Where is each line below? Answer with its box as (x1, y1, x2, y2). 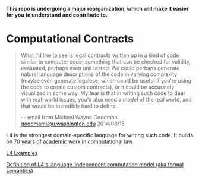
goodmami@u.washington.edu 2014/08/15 (20, 120, 125, 127)
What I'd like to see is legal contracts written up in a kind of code (20, 52, 179, 59)
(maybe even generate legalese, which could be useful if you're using (20, 77, 192, 84)
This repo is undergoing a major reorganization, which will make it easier (6, 5, 189, 12)
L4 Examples (6, 149, 38, 156)
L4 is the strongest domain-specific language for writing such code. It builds (6, 131, 194, 138)
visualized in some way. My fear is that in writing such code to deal (20, 89, 185, 97)
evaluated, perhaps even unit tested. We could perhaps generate (20, 64, 180, 71)
